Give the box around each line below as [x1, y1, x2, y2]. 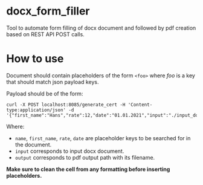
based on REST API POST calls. [6, 30, 85, 37]
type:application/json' [6, 107, 66, 113]
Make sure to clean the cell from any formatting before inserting [6, 165, 170, 173]
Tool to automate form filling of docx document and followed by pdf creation [6, 24, 196, 31]
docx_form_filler [6, 4, 90, 18]
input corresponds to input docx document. [14, 147, 124, 155]
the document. [14, 141, 52, 148]
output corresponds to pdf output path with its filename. [14, 154, 155, 161]
